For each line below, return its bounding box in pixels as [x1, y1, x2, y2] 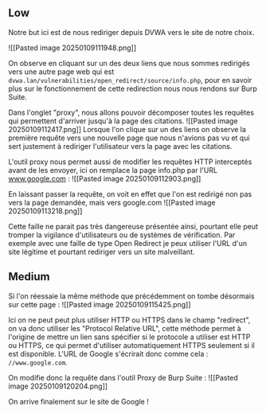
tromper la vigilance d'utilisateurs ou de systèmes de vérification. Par [8, 230, 236, 240]
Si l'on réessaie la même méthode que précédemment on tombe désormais [8, 291, 255, 301]
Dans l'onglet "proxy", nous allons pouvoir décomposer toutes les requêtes [8, 107, 255, 117]
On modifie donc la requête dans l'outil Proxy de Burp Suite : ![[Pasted [8, 373, 239, 382]
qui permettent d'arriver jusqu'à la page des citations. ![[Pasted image [8, 115, 238, 126]
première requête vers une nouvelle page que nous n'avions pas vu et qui [8, 133, 250, 143]
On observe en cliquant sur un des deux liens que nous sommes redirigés [8, 58, 250, 68]
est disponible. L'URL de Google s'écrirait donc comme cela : [8, 349, 209, 358]
